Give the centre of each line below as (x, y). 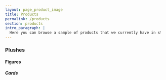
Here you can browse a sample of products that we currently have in (83, 33)
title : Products (22, 14)
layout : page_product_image (34, 10)
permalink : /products (27, 19)
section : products (24, 23)
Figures (13, 62)
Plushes (15, 50)
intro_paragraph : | (25, 28)
